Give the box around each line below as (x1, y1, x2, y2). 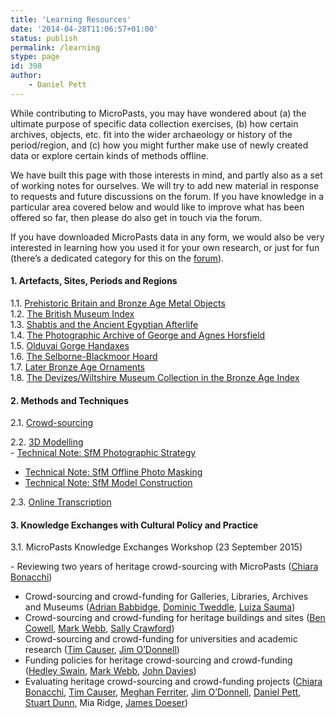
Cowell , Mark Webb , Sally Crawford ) (24, 622, 175, 635)
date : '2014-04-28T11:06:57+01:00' (10, 24, 159, 34)
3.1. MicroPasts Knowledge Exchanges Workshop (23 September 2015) (10, 541, 303, 553)
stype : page (10, 52, 60, 62)
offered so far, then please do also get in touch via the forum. (10, 211, 263, 223)
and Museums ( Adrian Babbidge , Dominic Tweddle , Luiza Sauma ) (24, 601, 296, 613)
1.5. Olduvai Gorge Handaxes (10, 339, 130, 351)
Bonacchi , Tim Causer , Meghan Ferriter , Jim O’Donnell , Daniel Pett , (24, 686, 302, 698)
